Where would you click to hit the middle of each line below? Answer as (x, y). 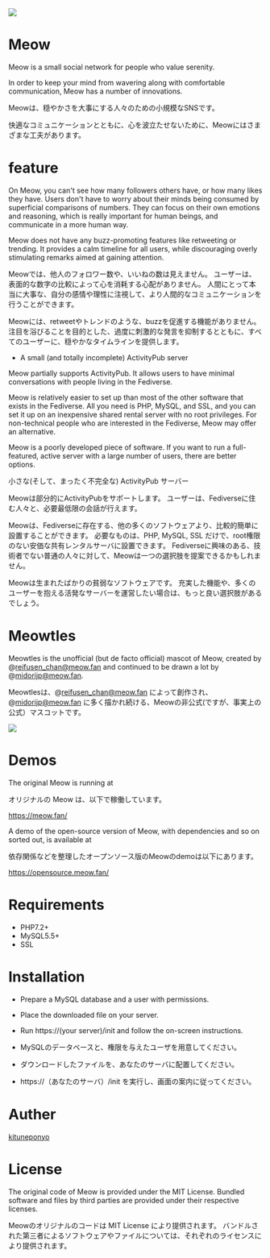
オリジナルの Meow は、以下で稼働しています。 (87, 799)
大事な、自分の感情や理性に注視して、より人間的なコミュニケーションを (142, 294)
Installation (47, 976)
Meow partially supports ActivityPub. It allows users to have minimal (122, 373)
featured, (23, 455)
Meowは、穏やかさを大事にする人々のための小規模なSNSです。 (114, 107)
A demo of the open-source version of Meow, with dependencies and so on (134, 831)
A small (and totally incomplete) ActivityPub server (104, 357)
